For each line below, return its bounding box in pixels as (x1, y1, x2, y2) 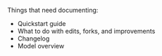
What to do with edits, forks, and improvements (17, 27, 156, 35)
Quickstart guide (17, 20, 66, 27)
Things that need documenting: (7, 6, 99, 14)
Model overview (17, 42, 65, 50)
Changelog (17, 34, 50, 43)
